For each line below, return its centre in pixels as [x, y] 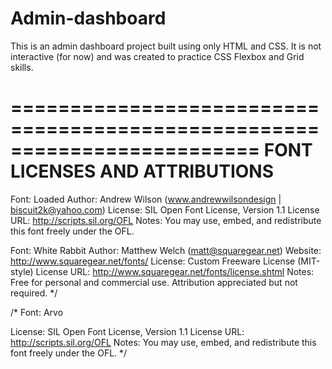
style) [22, 271]
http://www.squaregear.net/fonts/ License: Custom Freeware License [153, 261]
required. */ [34, 293]
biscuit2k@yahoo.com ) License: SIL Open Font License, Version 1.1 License [165, 209]
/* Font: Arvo [37, 312]
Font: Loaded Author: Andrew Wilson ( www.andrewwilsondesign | [146, 199]
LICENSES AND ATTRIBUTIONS [142, 171]
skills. [22, 67]
